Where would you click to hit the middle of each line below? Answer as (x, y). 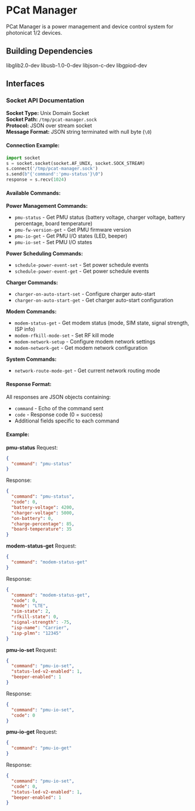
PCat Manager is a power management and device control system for (90, 26)
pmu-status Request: (32, 447)
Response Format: (29, 384)
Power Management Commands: (47, 206)
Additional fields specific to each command (67, 421)
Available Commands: (33, 193)
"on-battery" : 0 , (32, 518)
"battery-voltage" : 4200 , (43, 507)
